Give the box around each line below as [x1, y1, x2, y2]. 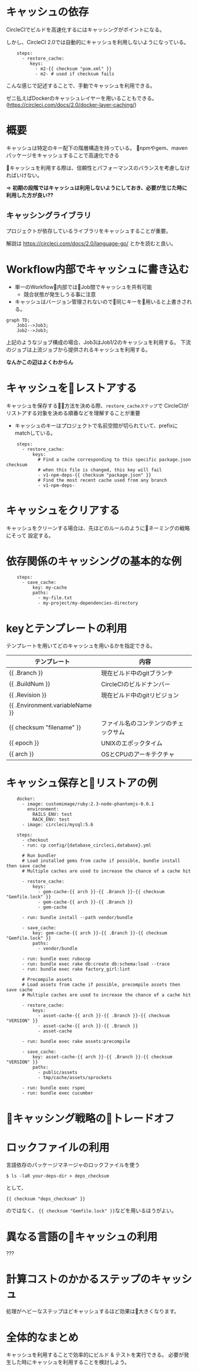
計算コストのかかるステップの [6, 1272, 151, 1286]
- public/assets [37, 1070, 78, 1075]
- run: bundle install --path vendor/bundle [21, 915, 133, 921]
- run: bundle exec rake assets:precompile [21, 1039, 131, 1045]
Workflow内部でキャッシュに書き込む [6, 263, 190, 276]
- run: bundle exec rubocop [21, 956, 91, 962]
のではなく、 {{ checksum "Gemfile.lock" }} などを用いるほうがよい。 [6, 1207, 177, 1214]
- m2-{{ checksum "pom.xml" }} [35, 65, 112, 71]
